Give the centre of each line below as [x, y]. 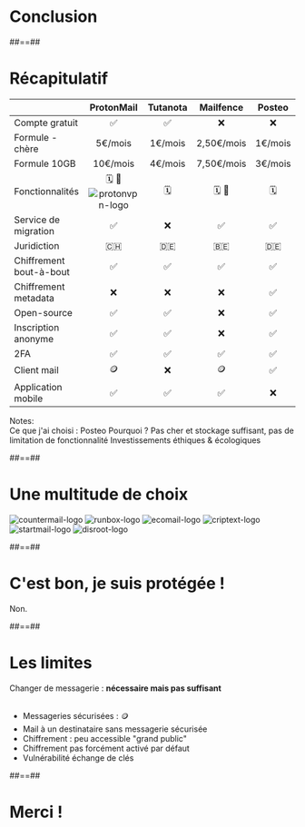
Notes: [22, 420]
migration [34, 231]
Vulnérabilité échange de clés [78, 758]
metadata [34, 298]
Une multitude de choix [99, 494]
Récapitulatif [59, 79]
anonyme [34, 339]
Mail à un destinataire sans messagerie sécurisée [115, 729]
